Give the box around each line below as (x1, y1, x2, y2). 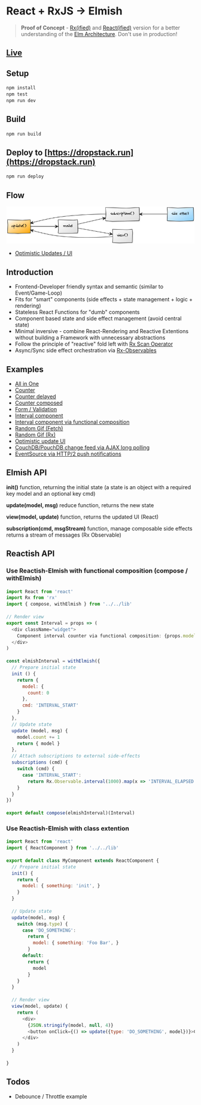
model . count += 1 (17, 734, 60, 740)
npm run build (6, 131, 42, 137)
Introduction (6, 267, 54, 277)
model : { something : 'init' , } (22, 883, 100, 889)
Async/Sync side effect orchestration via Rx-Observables (14, 347, 157, 354)
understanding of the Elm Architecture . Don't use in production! (20, 30, 178, 37)
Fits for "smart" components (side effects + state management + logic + (14, 296, 193, 303)
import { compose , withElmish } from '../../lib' (6, 601, 133, 607)
